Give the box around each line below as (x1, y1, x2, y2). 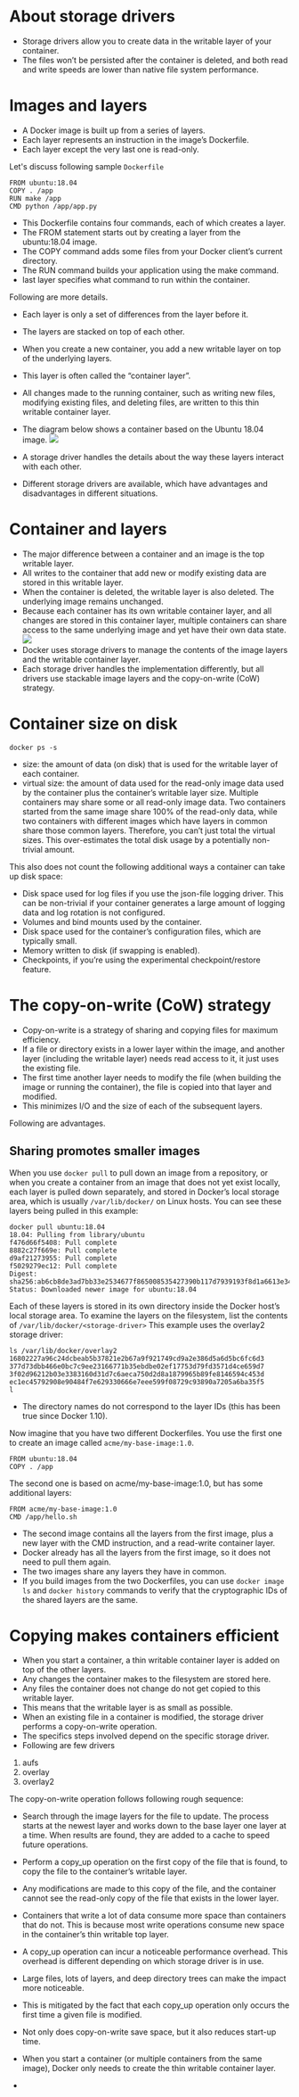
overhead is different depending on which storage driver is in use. (21, 1956, 264, 1967)
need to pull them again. (21, 1556, 111, 1567)
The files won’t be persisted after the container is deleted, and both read (21, 54, 288, 65)
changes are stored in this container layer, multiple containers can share (21, 615, 287, 625)
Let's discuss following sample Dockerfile (9, 161, 165, 171)
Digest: (9, 1269, 38, 1278)
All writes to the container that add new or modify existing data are (21, 567, 267, 578)
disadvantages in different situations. (21, 488, 158, 499)
